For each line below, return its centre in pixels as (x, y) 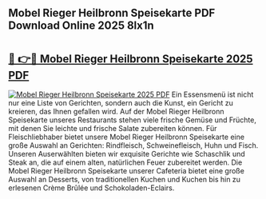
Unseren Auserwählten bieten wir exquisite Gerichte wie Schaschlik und (127, 154)
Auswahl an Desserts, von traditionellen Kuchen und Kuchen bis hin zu (125, 179)
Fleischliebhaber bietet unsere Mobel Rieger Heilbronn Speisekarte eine (127, 137)
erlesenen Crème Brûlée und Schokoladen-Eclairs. (91, 188)
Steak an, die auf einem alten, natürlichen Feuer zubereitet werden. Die (125, 162)
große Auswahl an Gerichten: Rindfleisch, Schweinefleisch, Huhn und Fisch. (133, 145)
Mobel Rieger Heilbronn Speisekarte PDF (112, 13)
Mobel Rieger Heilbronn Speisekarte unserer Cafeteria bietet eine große (127, 171)
